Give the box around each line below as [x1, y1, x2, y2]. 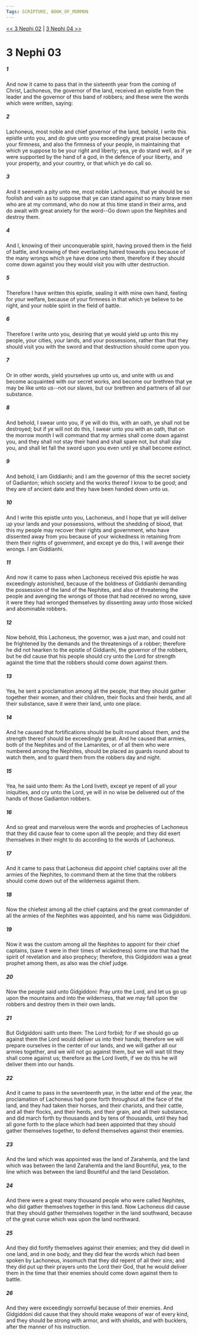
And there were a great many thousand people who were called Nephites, [6, 1197, 186, 1204]
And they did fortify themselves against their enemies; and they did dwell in [6, 1244, 190, 1251]
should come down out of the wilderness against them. [6, 877, 140, 884]
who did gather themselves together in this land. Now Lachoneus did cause [6, 1203, 190, 1210]
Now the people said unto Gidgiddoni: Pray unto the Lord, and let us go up [6, 988, 187, 995]
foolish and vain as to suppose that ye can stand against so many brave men [6, 194, 193, 202]
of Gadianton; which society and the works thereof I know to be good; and [6, 479, 187, 486]
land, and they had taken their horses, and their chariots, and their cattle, [6, 1102, 184, 1109]
